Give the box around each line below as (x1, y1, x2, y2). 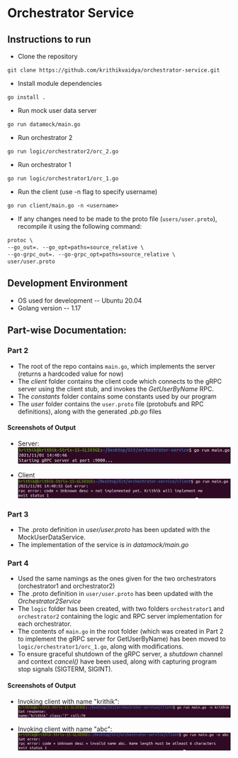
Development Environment (7, 277, 128, 289)
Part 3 (7, 509, 29, 519)
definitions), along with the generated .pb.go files (17, 407, 161, 416)
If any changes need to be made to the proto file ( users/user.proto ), (17, 215, 217, 223)
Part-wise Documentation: (7, 325, 127, 337)
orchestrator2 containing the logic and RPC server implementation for (17, 612, 223, 621)
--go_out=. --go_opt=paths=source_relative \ (7, 244, 144, 251)
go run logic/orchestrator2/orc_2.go (7, 148, 119, 155)
